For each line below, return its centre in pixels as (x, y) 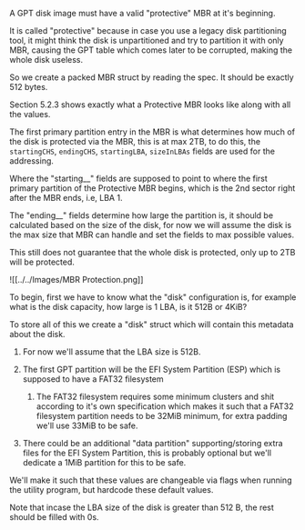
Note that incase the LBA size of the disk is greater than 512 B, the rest (142, 507)
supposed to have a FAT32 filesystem (93, 379)
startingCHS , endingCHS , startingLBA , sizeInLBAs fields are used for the (142, 151)
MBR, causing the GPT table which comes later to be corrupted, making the (151, 50)
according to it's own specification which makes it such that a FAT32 (165, 406)
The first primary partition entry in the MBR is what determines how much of (152, 132)
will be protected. (42, 262)
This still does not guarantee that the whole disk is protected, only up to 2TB (152, 252)
